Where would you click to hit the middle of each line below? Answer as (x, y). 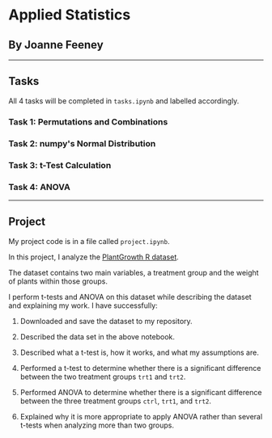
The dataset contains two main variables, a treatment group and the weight (134, 272)
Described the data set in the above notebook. (98, 336)
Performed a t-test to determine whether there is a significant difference (140, 368)
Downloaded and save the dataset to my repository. (106, 321)
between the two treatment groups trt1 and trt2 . (103, 377)
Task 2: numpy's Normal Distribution (82, 143)
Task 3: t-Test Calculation (60, 165)
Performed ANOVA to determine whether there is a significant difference (141, 392)
